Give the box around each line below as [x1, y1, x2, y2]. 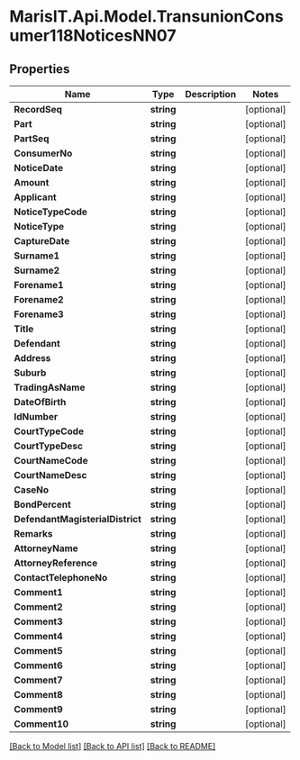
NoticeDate [14, 162, 64, 174]
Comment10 [14, 718, 69, 730]
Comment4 [14, 630, 63, 642]
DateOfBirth [14, 396, 67, 408]
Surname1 [14, 249, 60, 262]
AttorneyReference [14, 556, 98, 569]
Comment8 [14, 689, 63, 701]
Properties [9, 61, 70, 77]
